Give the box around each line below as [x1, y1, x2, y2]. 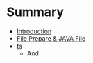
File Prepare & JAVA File [16, 34, 86, 42]
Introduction [16, 27, 52, 35]
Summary [6, 4, 64, 20]
